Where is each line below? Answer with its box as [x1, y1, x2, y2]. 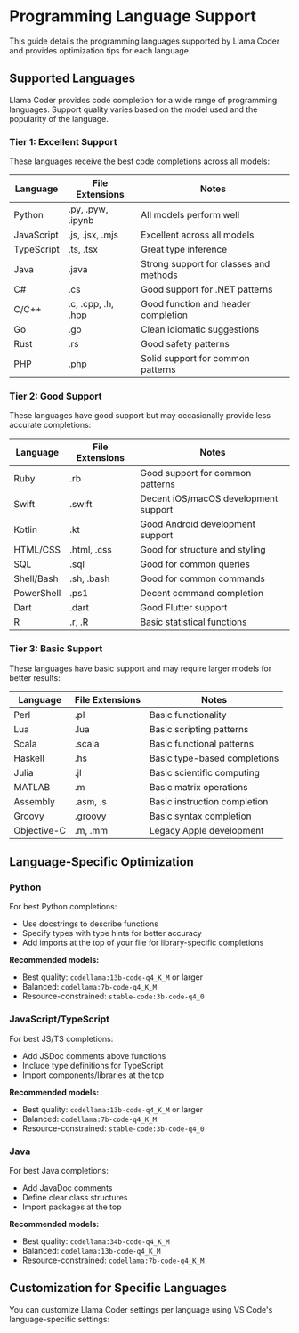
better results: [9, 672, 61, 683]
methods [141, 269, 178, 281]
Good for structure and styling [140, 544, 266, 556]
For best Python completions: [9, 901, 117, 912]
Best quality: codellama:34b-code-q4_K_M [21, 1235, 171, 1247]
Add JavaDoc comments [21, 1182, 113, 1193]
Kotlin [13, 523, 38, 536]
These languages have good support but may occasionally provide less [9, 410, 271, 421]
